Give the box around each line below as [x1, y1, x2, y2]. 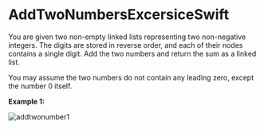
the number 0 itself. [8, 81, 73, 91]
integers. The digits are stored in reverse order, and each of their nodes [8, 40, 243, 49]
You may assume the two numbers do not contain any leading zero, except [8, 72, 254, 82]
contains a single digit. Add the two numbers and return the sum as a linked [8, 49, 257, 58]
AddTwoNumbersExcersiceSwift [8, 6, 230, 24]
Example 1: [8, 96, 45, 106]
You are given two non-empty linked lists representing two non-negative [8, 32, 246, 41]
